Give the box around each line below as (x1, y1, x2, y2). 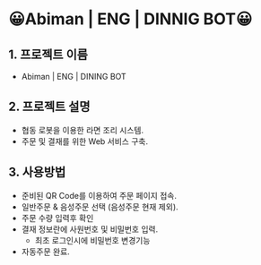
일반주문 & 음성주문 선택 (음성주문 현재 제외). (21, 201, 178, 212)
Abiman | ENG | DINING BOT (21, 72, 126, 81)
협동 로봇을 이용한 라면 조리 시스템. (21, 124, 144, 135)
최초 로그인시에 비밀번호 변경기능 (34, 235, 151, 245)
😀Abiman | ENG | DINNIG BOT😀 (8, 9, 253, 30)
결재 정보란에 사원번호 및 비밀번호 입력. (21, 224, 159, 235)
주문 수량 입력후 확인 (21, 212, 94, 223)
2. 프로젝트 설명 (8, 99, 91, 115)
